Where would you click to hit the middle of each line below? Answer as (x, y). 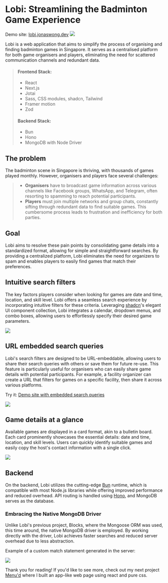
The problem (26, 158)
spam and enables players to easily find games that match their (71, 261)
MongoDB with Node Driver (53, 143)
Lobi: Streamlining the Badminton (76, 9)
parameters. (18, 321)
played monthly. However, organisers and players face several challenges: (82, 176)
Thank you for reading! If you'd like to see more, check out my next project (82, 569)
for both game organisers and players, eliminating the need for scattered (80, 55)
